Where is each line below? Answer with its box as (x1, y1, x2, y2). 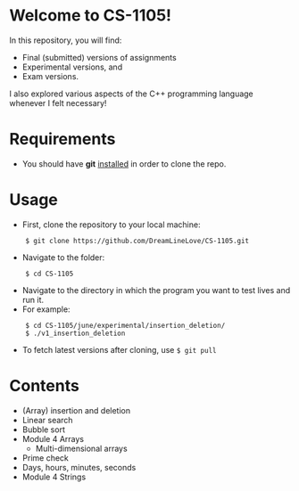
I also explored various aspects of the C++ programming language (9, 88, 254, 99)
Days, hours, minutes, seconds (21, 462, 137, 472)
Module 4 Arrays (21, 433, 85, 444)
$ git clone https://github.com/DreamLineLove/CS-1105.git (25, 236, 250, 245)
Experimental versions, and (21, 61, 123, 72)
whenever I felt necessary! (9, 97, 107, 108)
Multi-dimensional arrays (35, 443, 128, 454)
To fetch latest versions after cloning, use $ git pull (21, 344, 217, 355)
